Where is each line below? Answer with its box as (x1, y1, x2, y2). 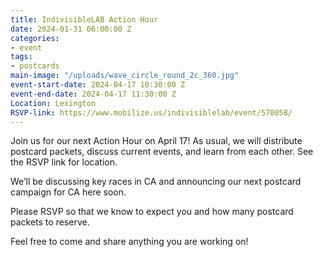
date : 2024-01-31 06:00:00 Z (10, 24, 132, 34)
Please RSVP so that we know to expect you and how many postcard (10, 206, 294, 218)
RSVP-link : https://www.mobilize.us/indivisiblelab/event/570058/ (10, 107, 293, 118)
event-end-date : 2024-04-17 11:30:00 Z (10, 89, 177, 99)
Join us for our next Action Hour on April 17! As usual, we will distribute (10, 135, 303, 147)
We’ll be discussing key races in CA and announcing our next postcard (10, 176, 302, 188)
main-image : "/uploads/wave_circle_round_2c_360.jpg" (10, 71, 240, 81)
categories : (10, 33, 60, 43)
